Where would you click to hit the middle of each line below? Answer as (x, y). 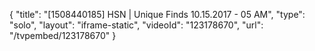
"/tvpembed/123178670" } (63, 35)
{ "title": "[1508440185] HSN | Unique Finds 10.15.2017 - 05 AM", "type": (157, 14)
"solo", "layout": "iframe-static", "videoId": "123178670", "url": (136, 25)
